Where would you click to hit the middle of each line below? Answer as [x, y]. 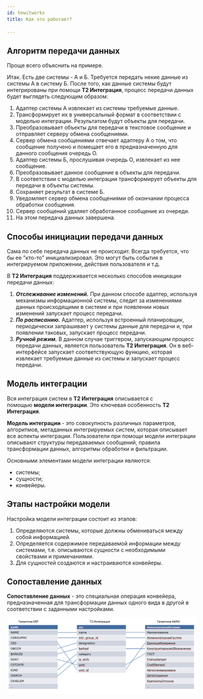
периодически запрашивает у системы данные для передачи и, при [104, 326]
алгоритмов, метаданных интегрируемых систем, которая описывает [97, 429]
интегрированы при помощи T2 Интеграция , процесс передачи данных [100, 90]
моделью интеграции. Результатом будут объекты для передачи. [100, 121]
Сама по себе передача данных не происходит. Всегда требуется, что [98, 251]
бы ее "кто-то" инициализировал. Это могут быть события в [85, 258]
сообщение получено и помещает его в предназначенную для [96, 147]
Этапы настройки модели [59, 504]
